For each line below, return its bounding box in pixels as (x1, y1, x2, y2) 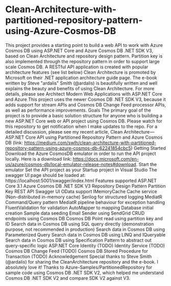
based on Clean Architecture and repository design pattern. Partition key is (5, 53, 163, 59)
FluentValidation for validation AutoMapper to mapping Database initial (5, 204, 154, 211)
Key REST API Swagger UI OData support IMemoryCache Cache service (5, 188, 157, 194)
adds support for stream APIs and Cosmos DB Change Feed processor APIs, (5, 101, 166, 108)
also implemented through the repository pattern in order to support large (5, 58, 160, 64)
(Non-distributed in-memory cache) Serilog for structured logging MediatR (5, 194, 162, 200)
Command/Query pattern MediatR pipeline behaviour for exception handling (5, 199, 165, 205)
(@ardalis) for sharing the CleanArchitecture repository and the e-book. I (5, 258, 158, 265)
